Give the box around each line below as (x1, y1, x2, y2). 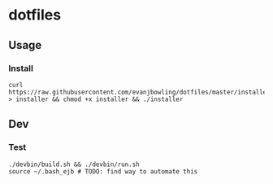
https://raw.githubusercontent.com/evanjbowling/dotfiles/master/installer (8, 88, 271, 96)
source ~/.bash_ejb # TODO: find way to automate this (8, 167, 198, 176)
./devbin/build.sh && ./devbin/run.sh (8, 160, 140, 169)
